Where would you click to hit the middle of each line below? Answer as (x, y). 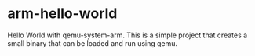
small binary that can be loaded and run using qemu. (93, 43)
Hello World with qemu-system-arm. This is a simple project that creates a (127, 35)
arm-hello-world (62, 14)
